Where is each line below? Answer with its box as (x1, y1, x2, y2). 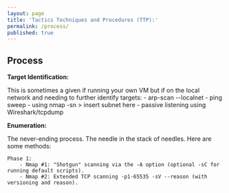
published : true (7, 29, 54, 36)
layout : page (7, 10, 45, 17)
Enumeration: (7, 122, 47, 130)
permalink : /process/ (7, 23, 69, 30)
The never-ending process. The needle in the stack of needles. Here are (7, 135, 212, 143)
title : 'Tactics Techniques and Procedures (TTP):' (7, 16, 158, 23)
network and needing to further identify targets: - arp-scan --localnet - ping (7, 93, 222, 102)
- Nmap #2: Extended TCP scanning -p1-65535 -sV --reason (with (19, 173, 208, 181)
